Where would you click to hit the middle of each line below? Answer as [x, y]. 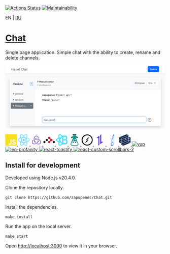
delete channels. [23, 58]
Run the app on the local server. [39, 226]
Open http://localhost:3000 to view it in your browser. [61, 246]
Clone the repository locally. [35, 187]
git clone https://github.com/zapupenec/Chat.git [59, 197]
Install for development [43, 165]
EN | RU [13, 18]
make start [17, 236]
